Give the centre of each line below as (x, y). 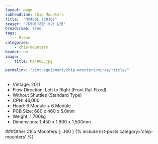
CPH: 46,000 (26, 100)
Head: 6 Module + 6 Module (42, 106)
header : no (17, 52)
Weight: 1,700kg (29, 116)
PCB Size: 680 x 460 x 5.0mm (44, 111)
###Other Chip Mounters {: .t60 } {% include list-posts (62, 131)
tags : (11, 33)
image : (12, 56)
